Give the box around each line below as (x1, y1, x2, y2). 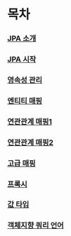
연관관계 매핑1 (7, 116, 53, 126)
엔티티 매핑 (7, 96, 43, 106)
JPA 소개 (7, 33, 37, 43)
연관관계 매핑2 (7, 137, 54, 147)
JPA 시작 (7, 55, 37, 64)
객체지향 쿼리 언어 (7, 220, 65, 230)
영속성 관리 (7, 75, 43, 85)
